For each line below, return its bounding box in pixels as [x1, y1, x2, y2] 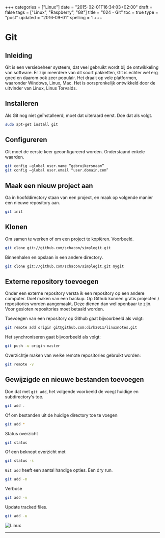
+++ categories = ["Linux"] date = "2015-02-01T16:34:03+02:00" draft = [5, 4, 153, 10]
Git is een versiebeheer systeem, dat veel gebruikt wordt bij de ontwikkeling [5, 64, 159, 70]
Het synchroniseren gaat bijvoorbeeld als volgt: [5, 334, 101, 340]
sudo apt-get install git [5, 122, 58, 127]
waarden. [5, 154, 25, 160]
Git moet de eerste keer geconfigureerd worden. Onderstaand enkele [5, 148, 145, 154]
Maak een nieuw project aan [5, 181, 93, 190]
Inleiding [5, 51, 33, 59]
